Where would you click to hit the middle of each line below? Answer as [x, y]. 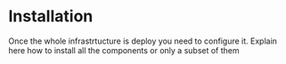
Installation [51, 16]
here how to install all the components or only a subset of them [124, 50]
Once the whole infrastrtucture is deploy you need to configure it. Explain [143, 41]
